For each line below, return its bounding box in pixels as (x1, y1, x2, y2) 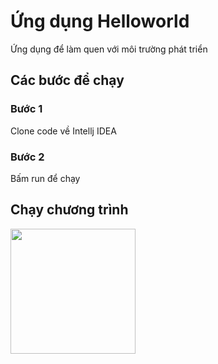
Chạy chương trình (10, 201, 129, 219)
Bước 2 (10, 150, 45, 164)
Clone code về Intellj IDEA (10, 125, 117, 137)
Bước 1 (10, 102, 43, 116)
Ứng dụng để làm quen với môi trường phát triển (10, 43, 208, 55)
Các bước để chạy (10, 72, 125, 89)
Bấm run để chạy (10, 172, 81, 184)
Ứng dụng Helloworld (10, 10, 190, 33)
